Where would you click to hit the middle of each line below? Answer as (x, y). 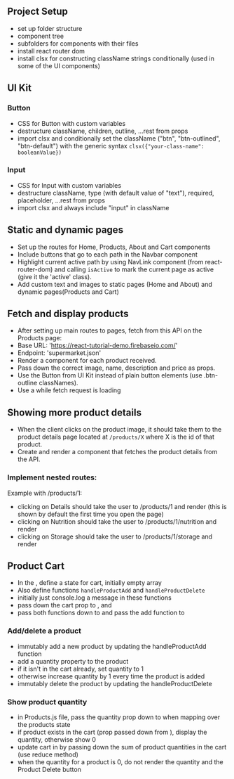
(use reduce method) (48, 754)
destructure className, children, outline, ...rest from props (103, 131)
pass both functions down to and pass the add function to (101, 613)
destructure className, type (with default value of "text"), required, (116, 193)
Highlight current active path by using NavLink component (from (110, 262)
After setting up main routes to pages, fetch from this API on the (110, 330)
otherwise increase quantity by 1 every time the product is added (111, 676)
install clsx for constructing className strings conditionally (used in (116, 58)
